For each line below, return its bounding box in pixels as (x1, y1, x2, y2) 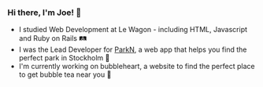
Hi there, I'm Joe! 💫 (7, 7, 82, 18)
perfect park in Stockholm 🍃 (18, 53, 110, 63)
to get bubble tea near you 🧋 (18, 70, 112, 79)
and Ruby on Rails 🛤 (18, 34, 87, 43)
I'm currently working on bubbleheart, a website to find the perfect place (18, 62, 255, 71)
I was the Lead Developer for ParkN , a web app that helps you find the (18, 45, 247, 54)
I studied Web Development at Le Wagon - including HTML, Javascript (18, 25, 248, 34)
